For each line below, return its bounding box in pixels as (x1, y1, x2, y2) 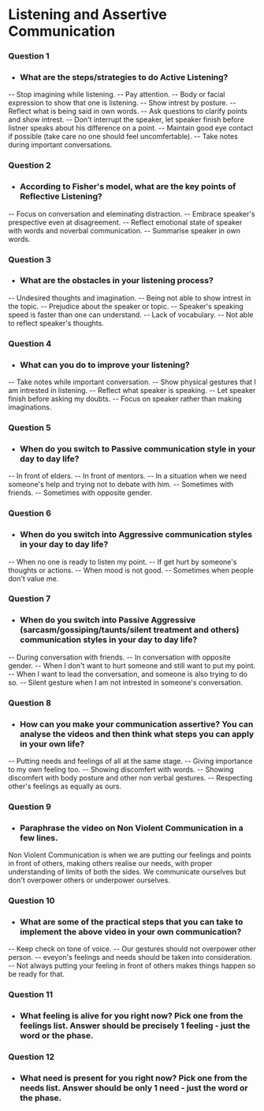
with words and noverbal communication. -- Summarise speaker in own (8, 225, 240, 235)
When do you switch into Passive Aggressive (19, 614, 196, 625)
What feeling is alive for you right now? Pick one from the (19, 1011, 244, 1022)
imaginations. (8, 402, 52, 412)
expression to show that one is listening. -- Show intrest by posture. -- (8, 98, 236, 108)
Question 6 (8, 508, 51, 519)
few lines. (19, 832, 58, 843)
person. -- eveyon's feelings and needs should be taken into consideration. (8, 953, 252, 962)
